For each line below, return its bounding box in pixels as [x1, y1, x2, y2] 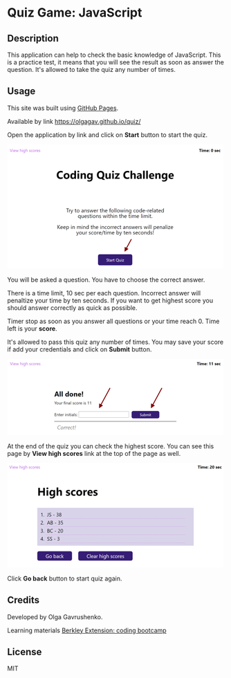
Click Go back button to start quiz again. [7, 574, 122, 583]
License [7, 646, 42, 658]
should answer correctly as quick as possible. [7, 303, 138, 312]
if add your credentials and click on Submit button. [7, 345, 152, 354]
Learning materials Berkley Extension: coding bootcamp [7, 626, 167, 634]
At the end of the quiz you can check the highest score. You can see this [7, 441, 214, 450]
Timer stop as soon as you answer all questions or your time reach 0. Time [7, 317, 220, 325]
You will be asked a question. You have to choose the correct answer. [7, 275, 205, 284]
